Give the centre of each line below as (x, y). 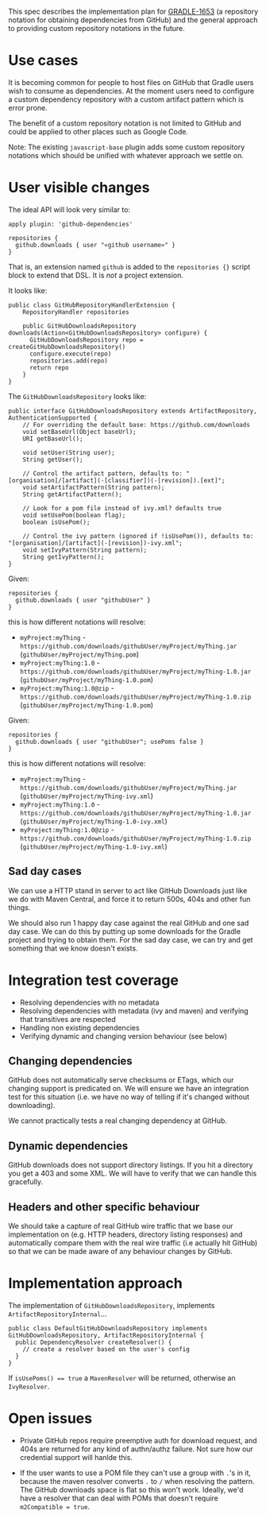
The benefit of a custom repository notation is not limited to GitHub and (125, 123)
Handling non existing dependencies (80, 1028)
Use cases (43, 61)
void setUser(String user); (69, 452)
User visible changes (79, 188)
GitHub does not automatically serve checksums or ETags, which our (121, 1080)
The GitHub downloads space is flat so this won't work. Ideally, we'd (131, 1489)
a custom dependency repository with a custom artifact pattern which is (126, 99)
